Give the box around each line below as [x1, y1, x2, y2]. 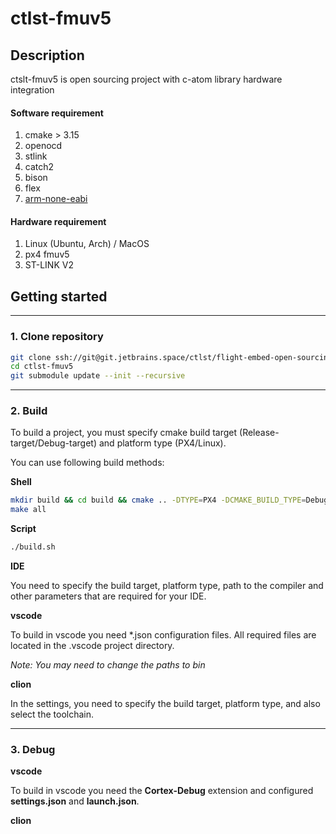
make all [10, 505, 47, 515]
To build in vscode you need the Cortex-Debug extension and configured [10, 785, 314, 797]
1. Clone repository [10, 330, 104, 344]
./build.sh [10, 542, 56, 552]
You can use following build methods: [10, 457, 165, 469]
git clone [10, 352, 52, 362]
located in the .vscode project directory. [10, 640, 175, 652]
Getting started [10, 288, 108, 305]
